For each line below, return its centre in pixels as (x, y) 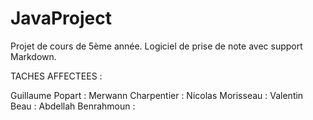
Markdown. (33, 56)
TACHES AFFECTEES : (56, 76)
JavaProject (61, 18)
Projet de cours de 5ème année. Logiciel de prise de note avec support (156, 46)
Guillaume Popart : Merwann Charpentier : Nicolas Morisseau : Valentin (157, 95)
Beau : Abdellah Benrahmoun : (73, 106)
